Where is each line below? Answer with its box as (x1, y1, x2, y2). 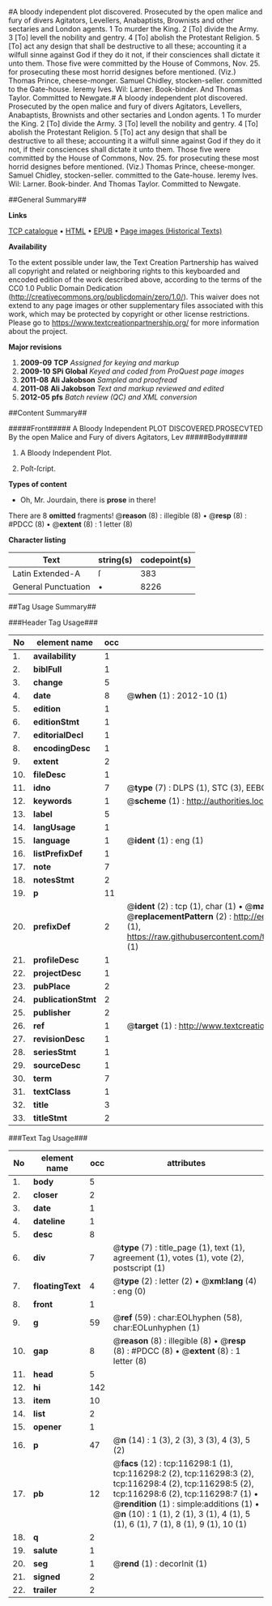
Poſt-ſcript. (19, 463, 57, 473)
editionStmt (33, 716, 79, 728)
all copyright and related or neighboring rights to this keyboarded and (8, 267, 240, 275)
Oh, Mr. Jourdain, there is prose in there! (19, 495, 156, 505)
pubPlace (33, 980, 71, 992)
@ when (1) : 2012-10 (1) (126, 690, 228, 701)
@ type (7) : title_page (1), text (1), (113, 1242, 245, 1253)
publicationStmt (33, 994, 97, 1005)
